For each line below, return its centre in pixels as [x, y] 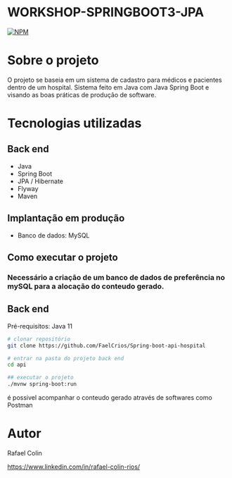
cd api [17, 365]
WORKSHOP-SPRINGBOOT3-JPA [106, 12]
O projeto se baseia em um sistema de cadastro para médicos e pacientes [115, 80]
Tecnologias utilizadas [75, 123]
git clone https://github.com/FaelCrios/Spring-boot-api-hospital [107, 345]
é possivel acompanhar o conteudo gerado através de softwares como [110, 398]
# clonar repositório [39, 339]
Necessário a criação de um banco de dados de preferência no [116, 277]
